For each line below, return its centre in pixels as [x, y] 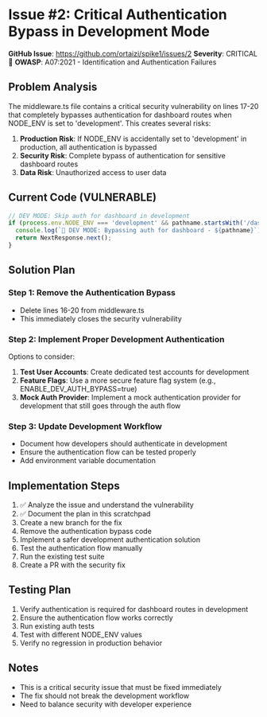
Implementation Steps [64, 486]
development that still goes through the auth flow [100, 405]
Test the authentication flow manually [81, 548]
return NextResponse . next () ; [64, 238]
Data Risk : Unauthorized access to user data [93, 172]
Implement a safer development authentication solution [110, 540]
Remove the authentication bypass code [86, 532]
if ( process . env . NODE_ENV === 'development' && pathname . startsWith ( [126, 223]
